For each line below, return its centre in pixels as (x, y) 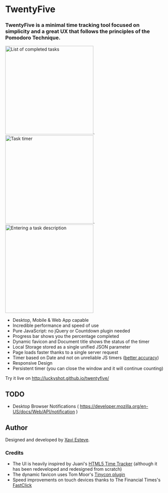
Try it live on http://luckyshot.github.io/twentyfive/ (57, 378)
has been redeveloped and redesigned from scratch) (67, 469)
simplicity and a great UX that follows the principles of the (77, 31)
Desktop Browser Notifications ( (46, 406)
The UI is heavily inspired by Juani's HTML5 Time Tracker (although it (85, 464)
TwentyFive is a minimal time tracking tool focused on (72, 25)
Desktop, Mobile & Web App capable (51, 320)
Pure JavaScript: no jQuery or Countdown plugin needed (71, 331)
